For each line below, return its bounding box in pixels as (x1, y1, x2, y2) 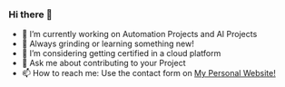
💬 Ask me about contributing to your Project (21, 58, 186, 69)
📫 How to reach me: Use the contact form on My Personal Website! (21, 68, 276, 79)
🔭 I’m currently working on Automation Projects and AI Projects (21, 29, 258, 40)
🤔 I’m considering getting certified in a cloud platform (21, 48, 221, 59)
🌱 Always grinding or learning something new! (21, 38, 194, 49)
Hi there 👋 (8, 8, 54, 21)
